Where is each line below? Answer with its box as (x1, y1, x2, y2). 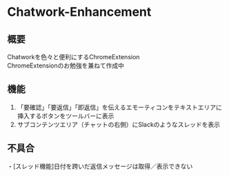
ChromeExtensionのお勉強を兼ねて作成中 (7, 61, 125, 70)
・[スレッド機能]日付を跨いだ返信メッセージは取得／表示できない (7, 162, 193, 170)
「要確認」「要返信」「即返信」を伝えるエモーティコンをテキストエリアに (17, 103, 223, 111)
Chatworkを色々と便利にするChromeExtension (7, 53, 140, 61)
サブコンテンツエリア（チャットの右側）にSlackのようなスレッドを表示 (17, 120, 221, 128)
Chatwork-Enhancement (7, 4, 152, 20)
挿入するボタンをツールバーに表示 (17, 112, 114, 120)
